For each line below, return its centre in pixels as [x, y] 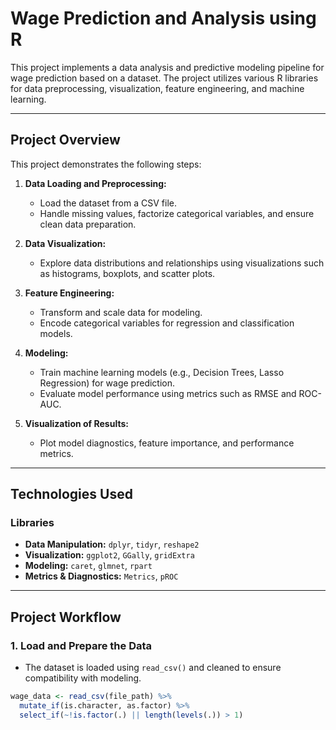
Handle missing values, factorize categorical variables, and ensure [177, 213]
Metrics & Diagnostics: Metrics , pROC [101, 576]
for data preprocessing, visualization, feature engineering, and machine [157, 88]
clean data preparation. [88, 224]
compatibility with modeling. [83, 678]
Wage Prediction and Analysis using [163, 18]
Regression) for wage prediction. [107, 383]
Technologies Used [71, 494]
